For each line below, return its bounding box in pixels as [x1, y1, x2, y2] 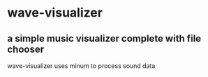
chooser [7, 43, 45, 55]
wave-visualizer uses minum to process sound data [7, 62, 156, 70]
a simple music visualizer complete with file [7, 33, 202, 44]
